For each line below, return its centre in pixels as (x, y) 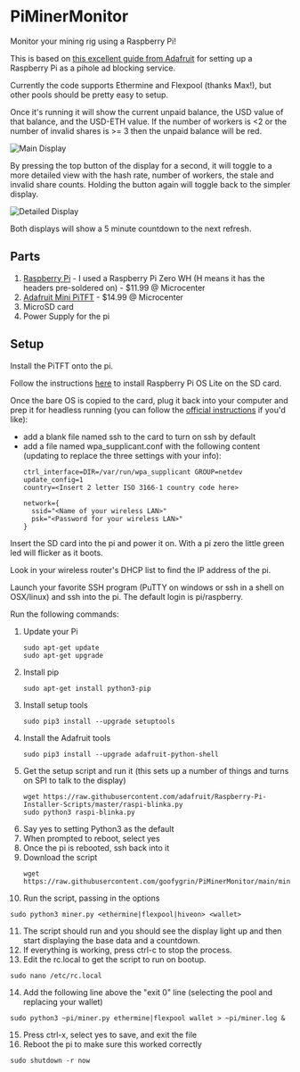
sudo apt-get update (61, 648)
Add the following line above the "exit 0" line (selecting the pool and (148, 992)
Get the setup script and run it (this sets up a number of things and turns (156, 770)
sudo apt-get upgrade (63, 655)
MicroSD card (48, 306)
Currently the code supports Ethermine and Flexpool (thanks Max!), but (141, 85)
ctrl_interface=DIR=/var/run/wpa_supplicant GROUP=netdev (133, 472)
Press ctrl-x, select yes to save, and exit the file (110, 1035)
